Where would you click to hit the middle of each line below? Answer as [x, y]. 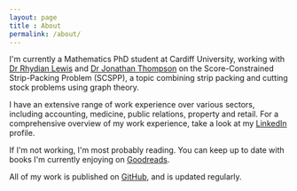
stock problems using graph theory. [74, 88]
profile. [22, 133]
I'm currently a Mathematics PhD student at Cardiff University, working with [147, 60]
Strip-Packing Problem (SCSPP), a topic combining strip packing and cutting [148, 78]
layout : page [33, 17]
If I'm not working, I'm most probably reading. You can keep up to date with [147, 150]
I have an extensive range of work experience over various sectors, [132, 105]
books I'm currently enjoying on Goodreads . [90, 160]
